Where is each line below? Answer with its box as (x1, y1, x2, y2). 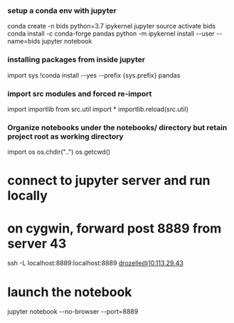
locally (7, 188, 48, 204)
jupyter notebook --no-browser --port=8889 (7, 307, 139, 316)
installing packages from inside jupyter (7, 55, 146, 65)
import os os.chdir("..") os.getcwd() (7, 148, 111, 157)
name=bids (7, 37, 41, 46)
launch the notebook (7, 284, 132, 300)
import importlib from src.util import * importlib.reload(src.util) (7, 105, 188, 113)
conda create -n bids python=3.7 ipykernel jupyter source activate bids (7, 22, 216, 31)
